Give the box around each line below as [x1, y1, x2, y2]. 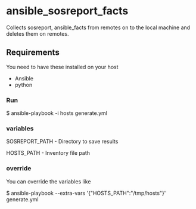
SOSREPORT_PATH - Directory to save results [6, 138, 119, 145]
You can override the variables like [6, 177, 91, 185]
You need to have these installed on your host [6, 63, 119, 70]
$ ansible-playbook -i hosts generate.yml [6, 110, 108, 117]
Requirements [6, 48, 60, 58]
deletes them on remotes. [6, 30, 69, 37]
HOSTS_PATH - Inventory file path [6, 149, 91, 157]
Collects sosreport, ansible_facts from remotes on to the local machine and [6, 24, 191, 31]
